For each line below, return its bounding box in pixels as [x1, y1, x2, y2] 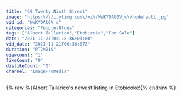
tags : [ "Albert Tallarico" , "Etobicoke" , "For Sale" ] [6, 30, 135, 36]
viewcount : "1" [6, 52, 43, 58]
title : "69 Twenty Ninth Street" [6, 8, 88, 15]
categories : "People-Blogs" [6, 25, 75, 31]
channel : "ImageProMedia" [6, 68, 69, 74]
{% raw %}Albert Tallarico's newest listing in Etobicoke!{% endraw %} [6, 84, 176, 91]
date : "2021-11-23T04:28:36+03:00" [6, 36, 93, 41]
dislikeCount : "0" [6, 63, 51, 69]
